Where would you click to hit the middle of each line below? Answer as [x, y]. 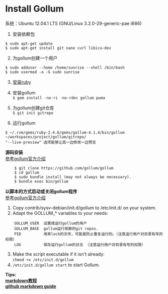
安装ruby [22, 82]
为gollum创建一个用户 [35, 58]
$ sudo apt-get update [29, 43]
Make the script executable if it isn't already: [58, 254]
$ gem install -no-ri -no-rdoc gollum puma [59, 98]
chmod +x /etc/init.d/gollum [43, 260]
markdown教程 [21, 280]
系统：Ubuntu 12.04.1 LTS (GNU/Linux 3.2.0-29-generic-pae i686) [73, 23]
